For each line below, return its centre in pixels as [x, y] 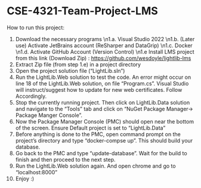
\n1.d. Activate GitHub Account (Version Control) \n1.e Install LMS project [105, 51]
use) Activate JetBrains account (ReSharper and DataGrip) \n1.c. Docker [104, 45]
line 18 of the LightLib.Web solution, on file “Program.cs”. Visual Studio [102, 83]
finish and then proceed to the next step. [65, 159]
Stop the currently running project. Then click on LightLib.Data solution [103, 102]
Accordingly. [31, 96]
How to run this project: [36, 27]
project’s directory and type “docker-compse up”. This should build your [104, 140]
